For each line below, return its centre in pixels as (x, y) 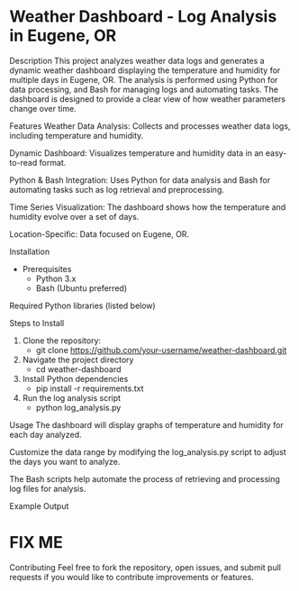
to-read (23, 162)
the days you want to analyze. (65, 461)
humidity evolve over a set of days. (74, 216)
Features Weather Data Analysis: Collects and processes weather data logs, (150, 126)
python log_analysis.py (78, 407)
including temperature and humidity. (77, 135)
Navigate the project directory (78, 359)
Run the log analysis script (72, 397)
